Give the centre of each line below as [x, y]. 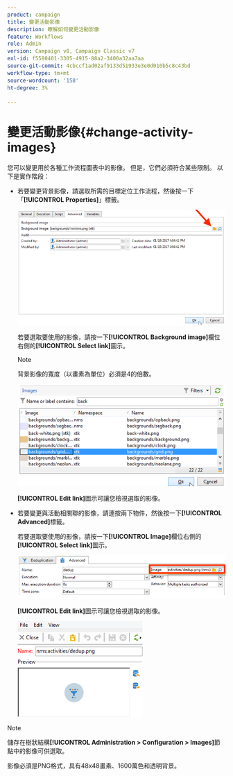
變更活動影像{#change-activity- [101, 132]
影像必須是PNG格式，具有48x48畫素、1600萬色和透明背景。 [94, 766]
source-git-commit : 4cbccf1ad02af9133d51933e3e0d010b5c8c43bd [99, 66]
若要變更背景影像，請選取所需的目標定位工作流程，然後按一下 [105, 191]
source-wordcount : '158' [43, 80]
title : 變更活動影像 [34, 22]
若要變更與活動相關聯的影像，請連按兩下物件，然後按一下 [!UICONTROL [120, 513]
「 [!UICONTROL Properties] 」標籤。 [70, 200]
